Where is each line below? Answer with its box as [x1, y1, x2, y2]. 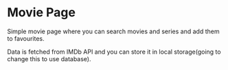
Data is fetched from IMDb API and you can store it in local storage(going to [7, 48, 221, 56]
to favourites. [7, 34, 45, 42]
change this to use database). [7, 54, 91, 63]
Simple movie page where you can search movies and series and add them [7, 27, 220, 35]
